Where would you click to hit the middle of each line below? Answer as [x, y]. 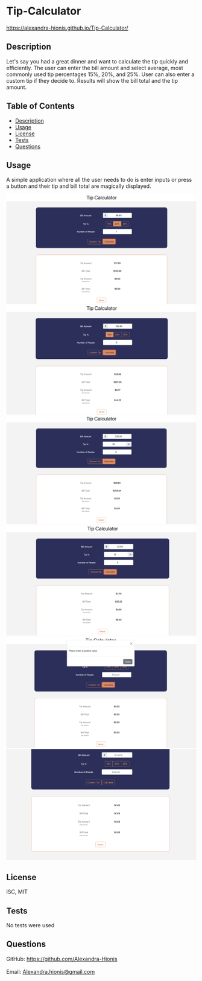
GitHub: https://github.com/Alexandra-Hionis [62, 959]
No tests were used [30, 925]
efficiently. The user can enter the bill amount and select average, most [95, 68]
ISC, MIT [17, 892]
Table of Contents [41, 106]
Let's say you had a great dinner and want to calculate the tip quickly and [97, 61]
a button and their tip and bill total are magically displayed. [79, 186]
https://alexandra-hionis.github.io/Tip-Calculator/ [67, 28]
